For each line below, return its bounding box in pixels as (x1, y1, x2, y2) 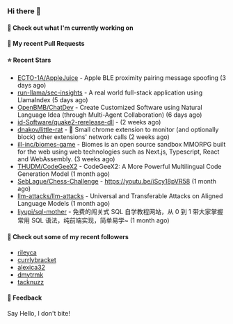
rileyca (17, 248, 37, 257)
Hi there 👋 (7, 6, 42, 16)
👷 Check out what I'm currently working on (7, 24, 134, 32)
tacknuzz (17, 277, 45, 286)
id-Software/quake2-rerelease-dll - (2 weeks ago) (17, 118, 161, 127)
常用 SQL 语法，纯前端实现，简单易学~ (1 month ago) (17, 216, 170, 225)
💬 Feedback (7, 293, 42, 302)
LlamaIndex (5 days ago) (17, 96, 88, 104)
